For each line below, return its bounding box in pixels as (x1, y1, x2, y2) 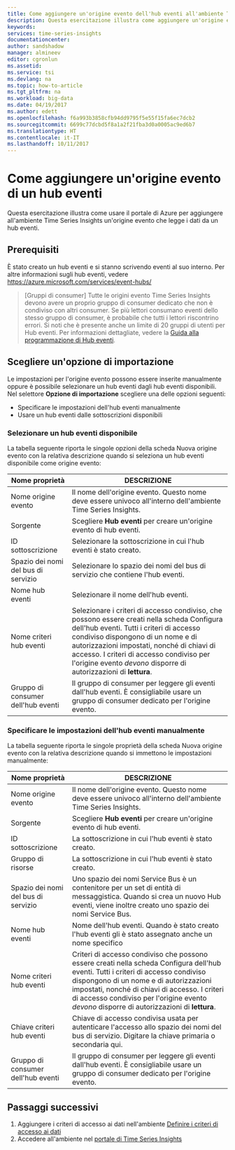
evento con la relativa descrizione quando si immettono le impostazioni (7, 749, 212, 758)
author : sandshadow (7, 43, 64, 50)
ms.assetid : (7, 62, 42, 69)
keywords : (7, 23, 36, 30)
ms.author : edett (7, 108, 58, 115)
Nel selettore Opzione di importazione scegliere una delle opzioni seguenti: (7, 390, 226, 398)
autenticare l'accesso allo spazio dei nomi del (72, 1022, 222, 1032)
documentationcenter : (7, 36, 71, 43)
